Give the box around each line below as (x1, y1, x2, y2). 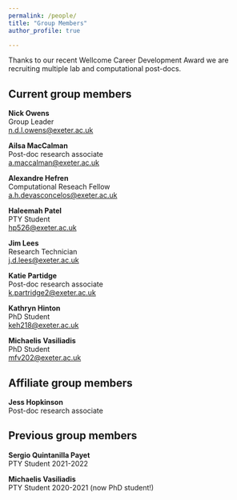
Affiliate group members (8, 376, 134, 390)
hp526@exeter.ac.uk (8, 223, 78, 233)
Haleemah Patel (8, 206, 62, 216)
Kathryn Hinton (8, 303, 61, 313)
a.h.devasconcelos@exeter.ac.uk (8, 190, 118, 200)
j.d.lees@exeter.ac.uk (8, 255, 79, 265)
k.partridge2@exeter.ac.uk (8, 288, 96, 298)
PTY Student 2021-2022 (8, 458, 89, 468)
